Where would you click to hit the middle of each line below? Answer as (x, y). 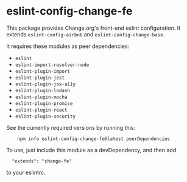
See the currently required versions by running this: (71, 127)
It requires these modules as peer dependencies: (68, 46)
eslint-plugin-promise (44, 103)
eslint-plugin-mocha (41, 97)
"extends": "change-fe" (42, 161)
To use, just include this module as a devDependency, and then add (91, 150)
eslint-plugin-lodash (42, 90)
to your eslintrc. (26, 172)
